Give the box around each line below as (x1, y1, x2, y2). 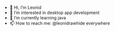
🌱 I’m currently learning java (9, 15, 66, 20)
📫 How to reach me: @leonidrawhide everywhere (9, 20, 111, 26)
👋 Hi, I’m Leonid (9, 5, 41, 10)
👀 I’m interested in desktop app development (9, 10, 100, 15)
